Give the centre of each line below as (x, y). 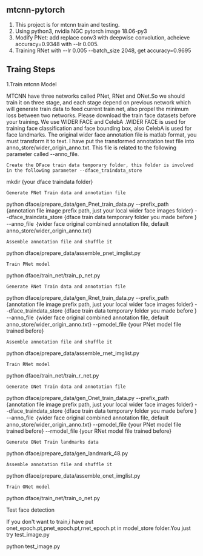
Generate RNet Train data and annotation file (66, 286)
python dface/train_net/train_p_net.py (53, 275)
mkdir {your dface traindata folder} (50, 181)
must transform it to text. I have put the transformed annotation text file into (100, 141)
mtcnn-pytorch (36, 10)
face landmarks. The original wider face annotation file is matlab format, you (101, 134)
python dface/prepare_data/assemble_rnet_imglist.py (73, 353)
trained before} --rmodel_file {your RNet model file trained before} (89, 431)
